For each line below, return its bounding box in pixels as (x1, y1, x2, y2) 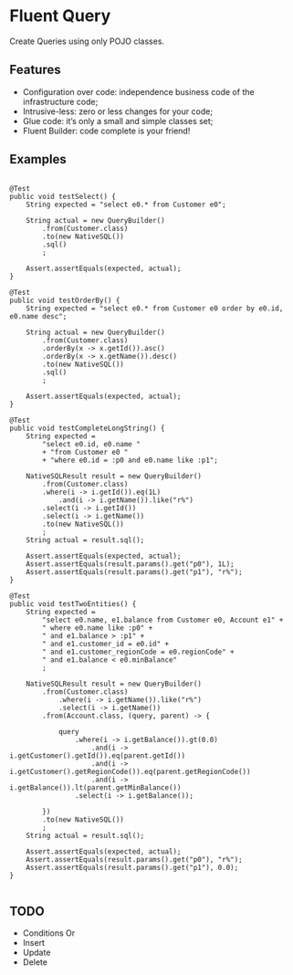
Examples (9, 152, 67, 167)
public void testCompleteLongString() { (9, 424, 166, 433)
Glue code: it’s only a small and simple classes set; (22, 115, 214, 126)
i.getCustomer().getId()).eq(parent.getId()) (9, 750, 185, 760)
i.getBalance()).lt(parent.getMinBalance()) (9, 782, 182, 792)
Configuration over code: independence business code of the (22, 86, 255, 97)
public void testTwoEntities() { (9, 599, 137, 608)
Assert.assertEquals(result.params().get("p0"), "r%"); (26, 854, 244, 864)
